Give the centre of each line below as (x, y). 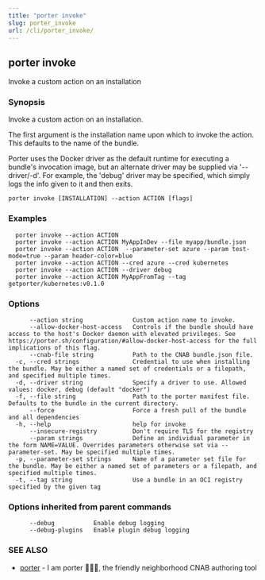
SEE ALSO (28, 551)
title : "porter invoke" (48, 15)
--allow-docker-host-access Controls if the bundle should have (141, 327)
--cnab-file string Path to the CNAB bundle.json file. (141, 355)
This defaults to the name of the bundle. (74, 143)
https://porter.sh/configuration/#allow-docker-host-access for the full (133, 341)
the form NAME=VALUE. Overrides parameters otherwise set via (113, 446)
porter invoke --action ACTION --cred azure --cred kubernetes (122, 263)
